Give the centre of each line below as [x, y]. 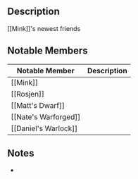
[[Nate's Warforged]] [46, 117]
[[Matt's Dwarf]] [38, 105]
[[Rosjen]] [27, 94]
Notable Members [48, 51]
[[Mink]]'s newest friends [44, 28]
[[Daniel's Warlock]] [44, 128]
